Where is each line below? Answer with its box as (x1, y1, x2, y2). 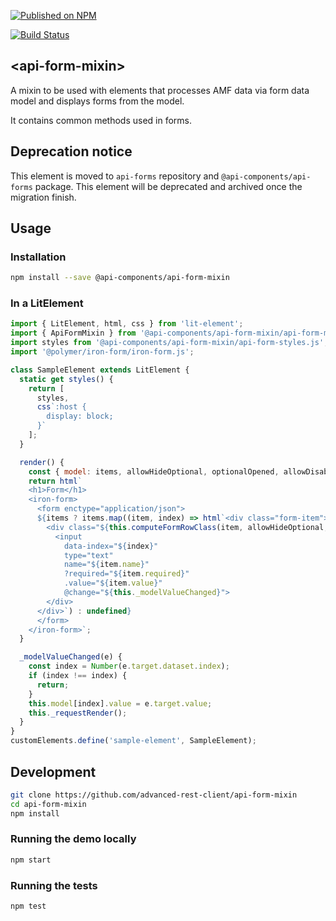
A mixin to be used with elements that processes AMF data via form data (10, 84, 310, 96)
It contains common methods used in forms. (10, 114, 193, 126)
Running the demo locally (10, 832, 137, 846)
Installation (10, 250, 67, 264)
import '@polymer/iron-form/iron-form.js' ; (10, 347, 195, 357)
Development (10, 763, 97, 780)
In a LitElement (10, 296, 84, 310)
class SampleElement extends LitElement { (10, 365, 190, 375)
